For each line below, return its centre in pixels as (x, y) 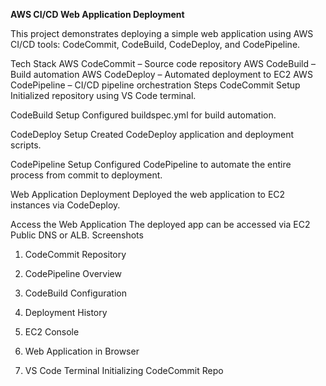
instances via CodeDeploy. (65, 205)
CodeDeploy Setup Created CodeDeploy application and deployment (152, 134)
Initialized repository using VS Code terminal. (103, 95)
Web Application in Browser (82, 351)
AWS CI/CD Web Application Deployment (97, 14)
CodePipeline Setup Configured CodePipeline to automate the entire (151, 164)
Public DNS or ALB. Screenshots (77, 235)
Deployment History (66, 312)
